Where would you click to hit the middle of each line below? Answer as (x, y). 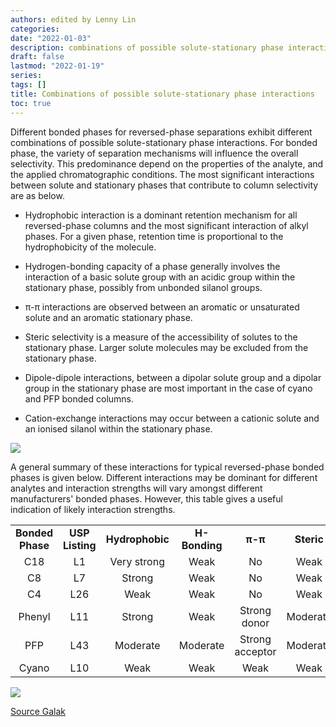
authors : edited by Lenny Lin (73, 19)
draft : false (37, 57)
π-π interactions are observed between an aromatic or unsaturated (162, 307)
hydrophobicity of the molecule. (90, 247)
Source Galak (38, 711)
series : (26, 76)
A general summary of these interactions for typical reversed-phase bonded (167, 467)
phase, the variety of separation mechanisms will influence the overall (154, 153)
